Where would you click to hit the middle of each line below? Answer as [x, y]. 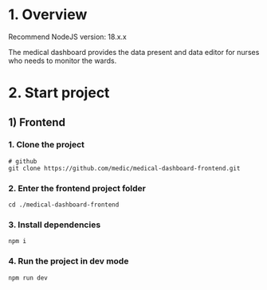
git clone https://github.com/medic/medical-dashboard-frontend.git [124, 168]
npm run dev [28, 278]
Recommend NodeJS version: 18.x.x [68, 37]
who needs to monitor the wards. [63, 61]
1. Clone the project [47, 145]
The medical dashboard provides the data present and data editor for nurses [134, 52]
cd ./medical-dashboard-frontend [64, 205]
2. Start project [59, 93]
